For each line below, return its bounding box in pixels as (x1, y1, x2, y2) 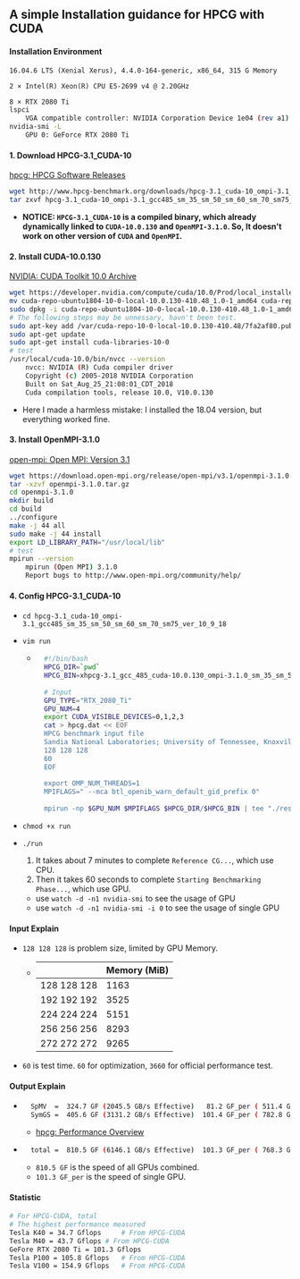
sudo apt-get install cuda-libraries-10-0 (9, 338, 170, 347)
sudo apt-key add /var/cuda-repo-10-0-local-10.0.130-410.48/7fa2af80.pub (9, 321, 294, 330)
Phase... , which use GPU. (35, 883, 131, 894)
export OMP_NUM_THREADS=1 (43, 779, 140, 788)
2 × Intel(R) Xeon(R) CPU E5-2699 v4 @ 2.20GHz (9, 81, 190, 90)
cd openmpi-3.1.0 (9, 487, 74, 497)
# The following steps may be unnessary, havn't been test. (9, 313, 238, 322)
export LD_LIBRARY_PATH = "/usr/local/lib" (9, 538, 166, 546)
